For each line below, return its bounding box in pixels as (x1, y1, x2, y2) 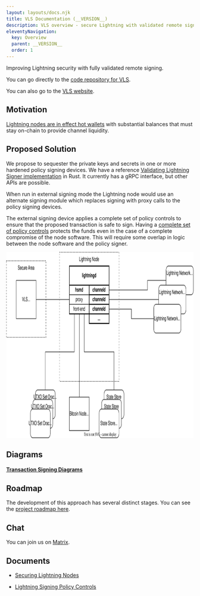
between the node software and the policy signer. (6, 240, 128, 247)
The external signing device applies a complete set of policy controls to (6, 214, 182, 221)
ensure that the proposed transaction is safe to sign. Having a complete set (6, 221, 190, 228)
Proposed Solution (6, 144, 76, 154)
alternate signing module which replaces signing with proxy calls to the (6, 196, 180, 204)
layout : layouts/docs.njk (6, 10, 70, 15)
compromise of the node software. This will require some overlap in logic (6, 233, 186, 241)
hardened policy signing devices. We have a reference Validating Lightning (6, 166, 189, 173)
